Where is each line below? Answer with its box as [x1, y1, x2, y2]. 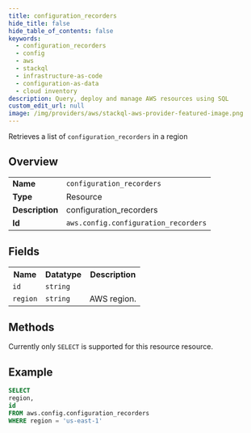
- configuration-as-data [15, 79, 99, 87]
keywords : [8, 34, 42, 43]
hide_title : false [8, 19, 70, 27]
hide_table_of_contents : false [8, 27, 114, 35]
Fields [8, 245, 40, 259]
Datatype [45, 268, 82, 280]
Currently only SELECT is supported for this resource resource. [8, 342, 214, 351]
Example [8, 365, 53, 379]
